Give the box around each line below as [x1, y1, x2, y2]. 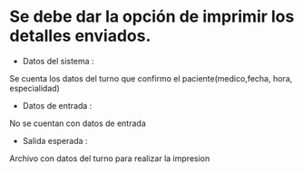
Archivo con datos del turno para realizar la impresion [9, 152, 210, 164]
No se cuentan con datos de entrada [9, 118, 147, 129]
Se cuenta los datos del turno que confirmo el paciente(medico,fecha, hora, [9, 72, 293, 83]
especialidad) [9, 82, 61, 93]
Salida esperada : [22, 135, 88, 146]
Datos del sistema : [22, 55, 94, 66]
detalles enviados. [9, 25, 151, 46]
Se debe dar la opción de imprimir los [9, 6, 295, 27]
